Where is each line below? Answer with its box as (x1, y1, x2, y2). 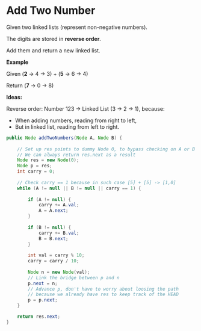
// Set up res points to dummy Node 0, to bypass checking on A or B (17, 146, 196, 152)
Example (6, 58, 29, 66)
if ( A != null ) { (28, 196, 71, 202)
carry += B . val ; (38, 230, 79, 236)
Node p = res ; (17, 163, 52, 169)
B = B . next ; (38, 235, 69, 241)
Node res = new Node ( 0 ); (17, 157, 79, 163)
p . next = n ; (28, 280, 58, 286)
